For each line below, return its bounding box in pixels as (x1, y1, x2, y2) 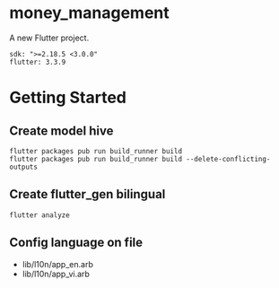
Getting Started (9, 88, 127, 108)
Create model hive (9, 123, 114, 138)
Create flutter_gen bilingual (9, 187, 166, 202)
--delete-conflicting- (185, 154, 271, 163)
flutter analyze (9, 210, 70, 220)
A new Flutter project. (9, 32, 90, 43)
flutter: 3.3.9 (9, 57, 66, 66)
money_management (9, 3, 170, 23)
